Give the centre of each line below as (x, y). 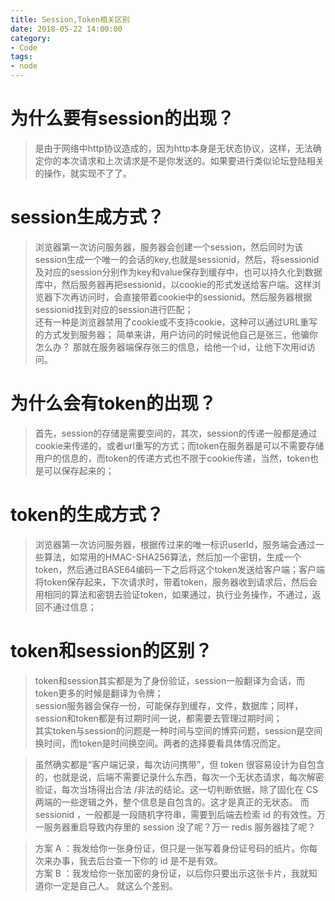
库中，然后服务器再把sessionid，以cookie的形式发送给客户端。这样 (173, 284)
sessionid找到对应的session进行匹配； (114, 309)
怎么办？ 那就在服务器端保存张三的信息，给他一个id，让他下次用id (170, 347)
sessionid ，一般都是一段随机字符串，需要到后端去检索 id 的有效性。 (175, 814)
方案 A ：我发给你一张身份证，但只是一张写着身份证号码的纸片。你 (172, 848)
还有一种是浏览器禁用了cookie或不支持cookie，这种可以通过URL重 (172, 322)
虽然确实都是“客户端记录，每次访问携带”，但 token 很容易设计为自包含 (179, 764)
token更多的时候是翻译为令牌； (99, 693)
